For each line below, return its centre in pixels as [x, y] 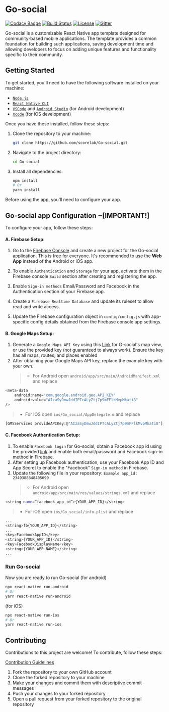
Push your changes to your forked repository [59, 694]
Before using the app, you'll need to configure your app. [63, 200]
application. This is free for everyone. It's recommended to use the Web [87, 256]
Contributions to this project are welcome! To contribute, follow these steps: [84, 652]
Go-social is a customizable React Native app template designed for [76, 33]
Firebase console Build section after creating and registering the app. [85, 276]
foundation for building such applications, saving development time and [79, 43]
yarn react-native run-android [38, 596]
